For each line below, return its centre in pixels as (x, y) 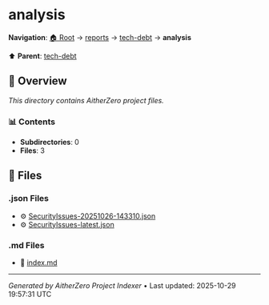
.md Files (26, 245)
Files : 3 (32, 150)
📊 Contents (32, 122)
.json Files (29, 199)
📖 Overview (38, 81)
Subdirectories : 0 (50, 142)
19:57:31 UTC (30, 295)
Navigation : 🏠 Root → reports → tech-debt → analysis (100, 37)
